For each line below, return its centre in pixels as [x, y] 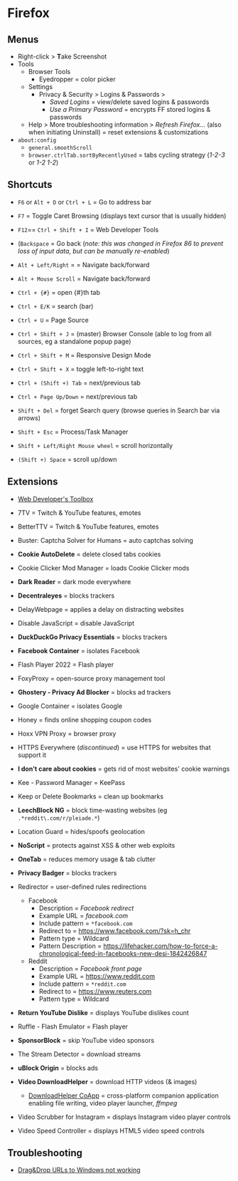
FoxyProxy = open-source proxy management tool [91, 678]
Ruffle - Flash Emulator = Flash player [73, 1026]
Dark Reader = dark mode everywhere [74, 581]
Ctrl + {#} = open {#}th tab [59, 292]
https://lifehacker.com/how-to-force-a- [160, 946]
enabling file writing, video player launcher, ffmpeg [103, 1103]
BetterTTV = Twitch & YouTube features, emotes [88, 526]
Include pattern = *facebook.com [86, 923]
